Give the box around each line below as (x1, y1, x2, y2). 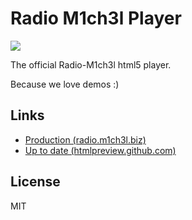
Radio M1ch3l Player (10, 7, 182, 30)
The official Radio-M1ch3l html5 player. (10, 58, 172, 71)
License (10, 173, 61, 191)
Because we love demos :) (10, 78, 120, 90)
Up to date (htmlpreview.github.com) (24, 144, 177, 156)
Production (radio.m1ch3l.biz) (24, 133, 147, 146)
